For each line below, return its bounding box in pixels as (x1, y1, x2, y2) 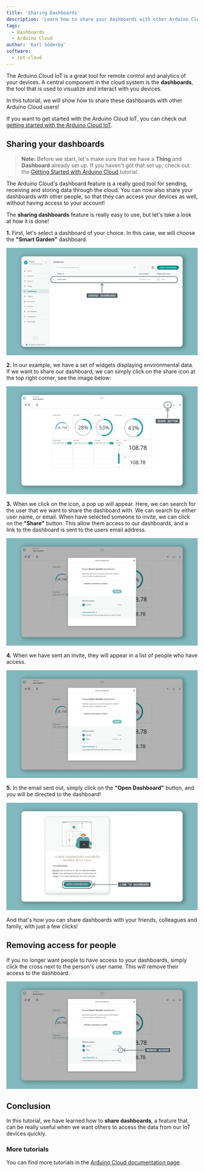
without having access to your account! (6, 199, 105, 206)
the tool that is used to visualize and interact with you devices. (6, 85, 162, 92)
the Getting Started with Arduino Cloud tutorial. (21, 168, 139, 175)
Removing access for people (6, 940, 117, 950)
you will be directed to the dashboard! (6, 790, 101, 798)
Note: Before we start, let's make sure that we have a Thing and (21, 155, 182, 162)
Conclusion (6, 1101, 51, 1111)
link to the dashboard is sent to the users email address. (6, 526, 147, 533)
